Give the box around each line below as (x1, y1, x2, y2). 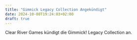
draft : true (5, 16, 30, 21)
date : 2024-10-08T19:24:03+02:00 (5, 12, 74, 17)
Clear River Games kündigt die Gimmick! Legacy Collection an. (5, 30, 132, 36)
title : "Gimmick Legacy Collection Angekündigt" (5, 7, 107, 12)
